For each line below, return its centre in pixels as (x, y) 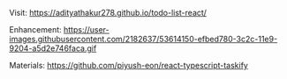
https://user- (87, 29)
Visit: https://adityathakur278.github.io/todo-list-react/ (108, 13)
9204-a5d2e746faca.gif (53, 48)
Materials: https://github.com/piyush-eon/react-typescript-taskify (129, 65)
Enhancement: (35, 29)
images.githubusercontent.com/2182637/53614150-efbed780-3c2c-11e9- (143, 39)
